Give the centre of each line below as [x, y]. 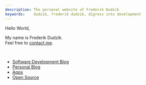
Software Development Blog [40, 62]
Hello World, [18, 28]
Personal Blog [26, 67]
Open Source [25, 77]
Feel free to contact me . [29, 42]
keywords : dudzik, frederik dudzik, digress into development [73, 14]
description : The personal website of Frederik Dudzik [62, 10]
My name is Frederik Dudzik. [34, 38]
